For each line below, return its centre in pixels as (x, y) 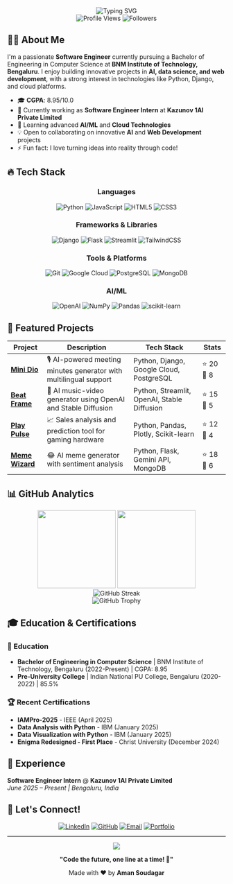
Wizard (23, 464)
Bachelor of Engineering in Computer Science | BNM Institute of (110, 661)
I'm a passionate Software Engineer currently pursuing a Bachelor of (106, 57)
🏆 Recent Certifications (49, 702)
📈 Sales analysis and (81, 420)
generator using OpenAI (86, 399)
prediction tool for (76, 431)
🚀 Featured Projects (51, 328)
